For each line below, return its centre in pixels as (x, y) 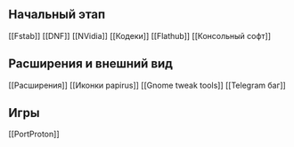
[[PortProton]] (34, 134)
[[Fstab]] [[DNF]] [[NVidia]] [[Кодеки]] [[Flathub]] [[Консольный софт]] (140, 35)
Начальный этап (57, 15)
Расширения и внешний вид (90, 64)
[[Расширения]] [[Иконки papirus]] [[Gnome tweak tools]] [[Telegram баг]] (147, 85)
